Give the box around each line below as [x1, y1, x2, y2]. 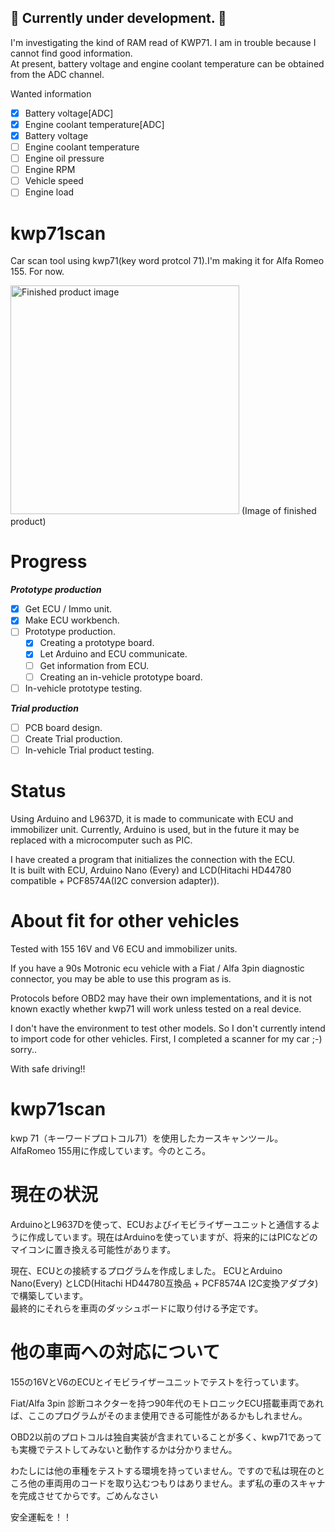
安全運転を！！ [10, 1511, 72, 1523]
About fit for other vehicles [10, 910, 240, 932]
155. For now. [10, 266, 65, 278]
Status [10, 780, 67, 803]
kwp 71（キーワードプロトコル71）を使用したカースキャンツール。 [10, 1132, 284, 1144]
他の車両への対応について [10, 1341, 221, 1363]
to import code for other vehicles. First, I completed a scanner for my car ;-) [10, 1032, 323, 1045]
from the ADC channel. [10, 68, 105, 80]
